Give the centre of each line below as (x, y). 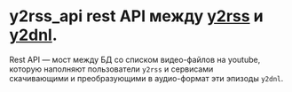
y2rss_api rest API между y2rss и (136, 16)
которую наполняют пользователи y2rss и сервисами (111, 69)
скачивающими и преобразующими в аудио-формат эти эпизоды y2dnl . (146, 78)
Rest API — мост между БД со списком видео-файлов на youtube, (135, 59)
